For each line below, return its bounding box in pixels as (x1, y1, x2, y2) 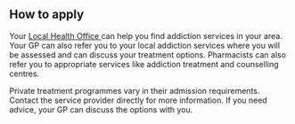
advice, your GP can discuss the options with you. (9, 104, 193, 114)
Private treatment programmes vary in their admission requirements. (9, 85, 260, 96)
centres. (9, 68, 40, 79)
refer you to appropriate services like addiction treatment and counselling (9, 58, 279, 69)
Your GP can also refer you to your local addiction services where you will (9, 40, 281, 50)
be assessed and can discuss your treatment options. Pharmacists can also (9, 49, 287, 60)
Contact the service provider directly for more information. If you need (9, 95, 267, 105)
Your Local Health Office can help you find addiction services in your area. (9, 30, 283, 41)
